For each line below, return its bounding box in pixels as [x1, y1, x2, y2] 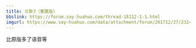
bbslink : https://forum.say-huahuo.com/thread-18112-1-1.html [6, 14, 160, 20]
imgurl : [6, 19, 25, 25]
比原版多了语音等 [6, 36, 47, 43]
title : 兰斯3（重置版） [6, 8, 58, 14]
